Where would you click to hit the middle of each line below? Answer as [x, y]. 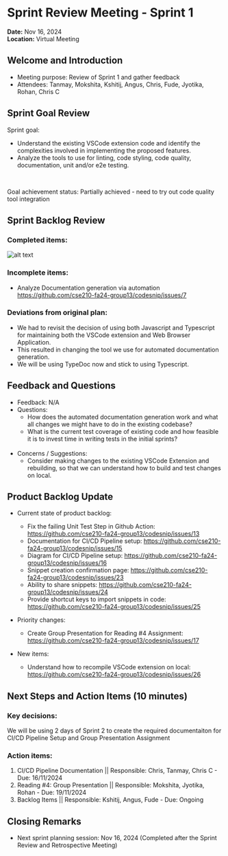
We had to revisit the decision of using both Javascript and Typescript [116, 327]
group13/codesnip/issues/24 [67, 592]
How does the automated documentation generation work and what [123, 417]
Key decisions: [32, 715]
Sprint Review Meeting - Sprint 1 [100, 13]
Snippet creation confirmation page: [78, 570]
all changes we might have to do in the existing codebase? [110, 424]
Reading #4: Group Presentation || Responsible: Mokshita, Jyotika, [111, 785]
